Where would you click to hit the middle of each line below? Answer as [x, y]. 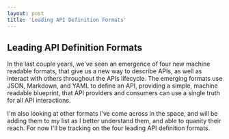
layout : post [26, 13]
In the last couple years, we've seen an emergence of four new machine [109, 64]
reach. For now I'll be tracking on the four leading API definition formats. [109, 128]
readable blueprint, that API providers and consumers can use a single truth [114, 93]
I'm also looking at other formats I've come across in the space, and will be [112, 114]
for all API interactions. [39, 101]
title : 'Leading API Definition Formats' [67, 20]
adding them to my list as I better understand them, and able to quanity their [114, 121]
